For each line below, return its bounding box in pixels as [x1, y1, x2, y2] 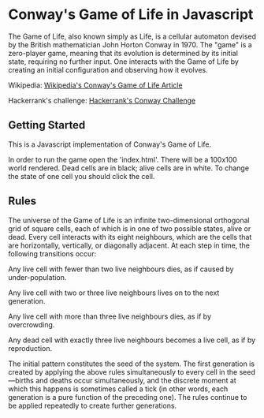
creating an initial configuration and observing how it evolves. [8, 65, 208, 74]
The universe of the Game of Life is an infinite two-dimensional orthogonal [8, 215, 250, 225]
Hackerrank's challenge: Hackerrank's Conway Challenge [8, 95, 196, 105]
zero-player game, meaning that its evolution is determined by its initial [8, 48, 239, 58]
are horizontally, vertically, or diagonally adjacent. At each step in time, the [8, 241, 251, 250]
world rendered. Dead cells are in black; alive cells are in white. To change [8, 163, 250, 173]
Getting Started [8, 118, 86, 132]
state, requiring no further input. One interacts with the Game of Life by [8, 57, 239, 66]
